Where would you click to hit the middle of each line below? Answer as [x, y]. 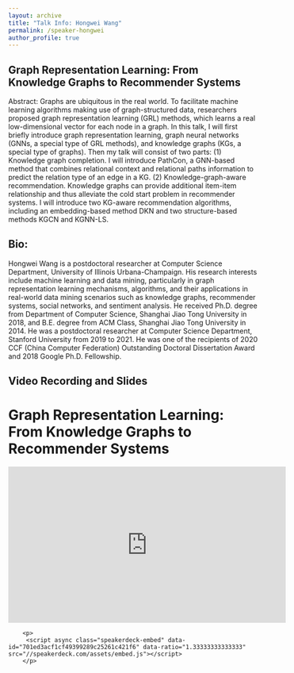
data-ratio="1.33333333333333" [195, 648]
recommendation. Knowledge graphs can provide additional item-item [122, 186]
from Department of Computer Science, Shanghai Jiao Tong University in [128, 313]
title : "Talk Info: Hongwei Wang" [65, 23]
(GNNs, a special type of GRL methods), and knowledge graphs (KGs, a [125, 144]
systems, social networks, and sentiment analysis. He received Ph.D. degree [133, 306]
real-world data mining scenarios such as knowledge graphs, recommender [132, 297]
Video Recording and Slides [78, 381]
